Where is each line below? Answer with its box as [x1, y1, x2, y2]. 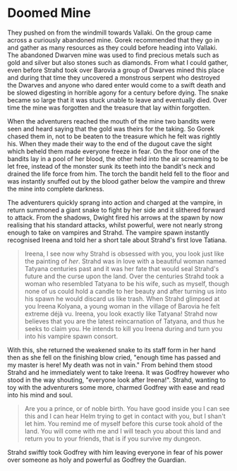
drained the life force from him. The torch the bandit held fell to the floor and [7, 169, 229, 178]
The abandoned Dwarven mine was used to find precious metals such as [7, 51, 219, 59]
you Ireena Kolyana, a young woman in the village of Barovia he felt [24, 302, 220, 310]
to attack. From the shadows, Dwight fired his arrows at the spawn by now [7, 213, 224, 222]
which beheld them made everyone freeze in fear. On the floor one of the [7, 147, 220, 155]
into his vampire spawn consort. [24, 332, 119, 340]
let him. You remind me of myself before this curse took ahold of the [24, 419, 223, 428]
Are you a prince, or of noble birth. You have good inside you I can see [24, 404, 230, 412]
